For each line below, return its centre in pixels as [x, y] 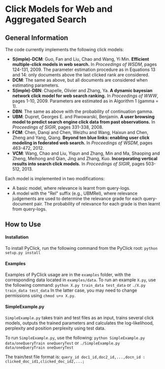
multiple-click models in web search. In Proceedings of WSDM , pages [84, 64]
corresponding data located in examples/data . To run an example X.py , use [81, 280]
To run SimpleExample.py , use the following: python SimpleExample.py [75, 338]
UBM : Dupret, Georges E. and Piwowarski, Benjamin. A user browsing [83, 117]
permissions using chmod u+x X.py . [40, 295]
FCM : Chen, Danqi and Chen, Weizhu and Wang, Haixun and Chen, [80, 132]
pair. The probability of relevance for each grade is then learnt [97, 204]
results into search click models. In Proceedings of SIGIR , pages [78, 164]
